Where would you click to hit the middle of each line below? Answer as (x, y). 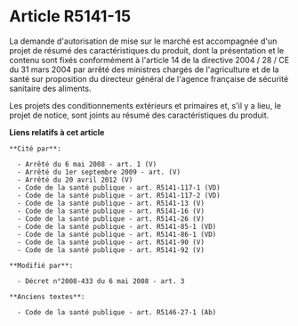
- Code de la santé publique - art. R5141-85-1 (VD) (117, 226)
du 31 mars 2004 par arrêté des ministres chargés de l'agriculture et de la (144, 69)
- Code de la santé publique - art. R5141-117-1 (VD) (119, 187)
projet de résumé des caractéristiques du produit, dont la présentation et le (147, 50)
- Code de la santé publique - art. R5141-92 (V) (111, 250)
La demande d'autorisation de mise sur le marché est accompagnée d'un (143, 41)
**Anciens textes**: (48, 297)
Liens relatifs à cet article (57, 132)
